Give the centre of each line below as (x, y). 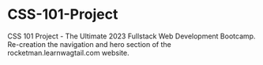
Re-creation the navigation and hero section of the (89, 44)
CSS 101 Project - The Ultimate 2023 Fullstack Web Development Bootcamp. (131, 36)
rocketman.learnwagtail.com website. (68, 52)
